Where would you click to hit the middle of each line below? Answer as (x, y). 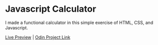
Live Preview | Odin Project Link (38, 37)
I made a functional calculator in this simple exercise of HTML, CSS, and (79, 22)
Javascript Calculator (51, 9)
